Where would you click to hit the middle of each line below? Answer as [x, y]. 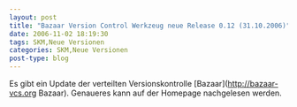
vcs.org [23, 93]
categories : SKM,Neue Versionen [69, 50]
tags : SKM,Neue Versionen [57, 42]
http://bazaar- [253, 84]
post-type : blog [39, 58]
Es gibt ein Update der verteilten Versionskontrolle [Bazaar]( [118, 84]
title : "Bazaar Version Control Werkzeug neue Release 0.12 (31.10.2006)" [150, 26]
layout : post [33, 17]
